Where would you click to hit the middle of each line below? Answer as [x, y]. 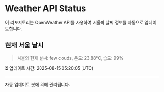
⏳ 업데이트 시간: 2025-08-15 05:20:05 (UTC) [49, 68]
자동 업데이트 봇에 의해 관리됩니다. [38, 84]
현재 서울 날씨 [24, 45]
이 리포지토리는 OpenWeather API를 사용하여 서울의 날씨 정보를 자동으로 [74, 22]
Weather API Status [46, 8]
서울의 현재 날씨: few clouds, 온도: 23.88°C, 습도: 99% [70, 58]
